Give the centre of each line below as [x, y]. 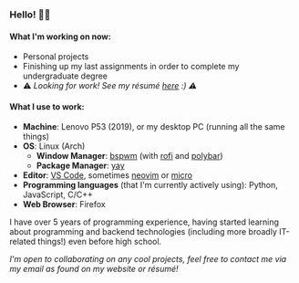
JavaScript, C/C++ [58, 194]
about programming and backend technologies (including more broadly [144, 232]
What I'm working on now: [60, 37]
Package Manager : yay [80, 166]
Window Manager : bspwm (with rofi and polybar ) [129, 156]
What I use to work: [47, 106]
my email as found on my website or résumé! [94, 269]
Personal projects [56, 57]
